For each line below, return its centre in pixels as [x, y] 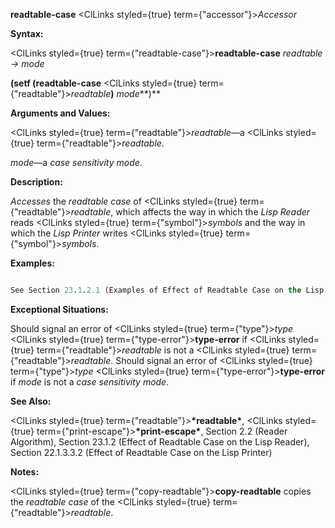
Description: [36, 182]
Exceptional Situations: [59, 309]
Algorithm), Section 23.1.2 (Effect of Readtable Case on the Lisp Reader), [160, 441]
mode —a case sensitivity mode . [76, 162]
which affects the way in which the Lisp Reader [213, 212]
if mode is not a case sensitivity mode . [90, 381]
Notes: [25, 471]
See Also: [31, 401]
